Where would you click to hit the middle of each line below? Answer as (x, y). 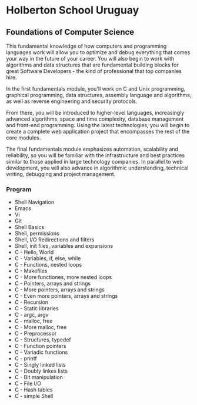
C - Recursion (31, 302)
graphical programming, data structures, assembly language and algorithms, (99, 95)
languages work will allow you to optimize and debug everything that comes (98, 52)
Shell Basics (29, 227)
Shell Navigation (34, 202)
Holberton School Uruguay (73, 10)
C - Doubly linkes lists (41, 371)
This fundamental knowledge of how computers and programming (86, 46)
